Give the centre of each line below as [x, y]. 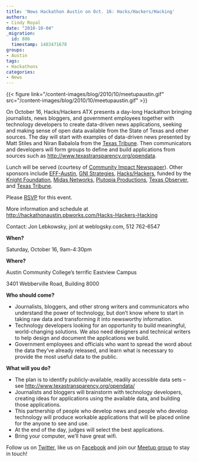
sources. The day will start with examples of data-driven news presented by [98, 137]
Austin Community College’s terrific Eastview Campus [72, 273]
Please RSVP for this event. [39, 198]
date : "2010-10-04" [30, 28]
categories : [21, 72]
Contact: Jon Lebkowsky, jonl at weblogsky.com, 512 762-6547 [83, 227]
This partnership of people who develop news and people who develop [101, 411]
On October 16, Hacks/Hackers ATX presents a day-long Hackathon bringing [99, 112]
